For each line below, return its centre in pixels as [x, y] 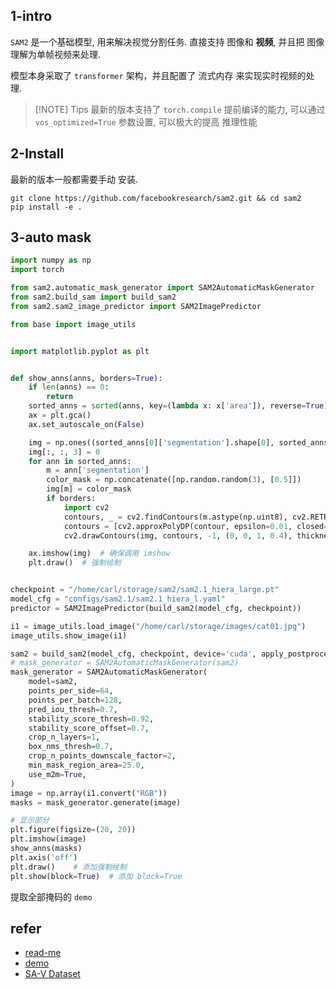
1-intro [31, 16]
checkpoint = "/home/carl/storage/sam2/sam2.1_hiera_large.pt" [145, 590]
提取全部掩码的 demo [51, 896]
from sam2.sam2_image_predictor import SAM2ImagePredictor [136, 306]
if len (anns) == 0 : [69, 387]
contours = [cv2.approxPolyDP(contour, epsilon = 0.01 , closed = [196, 526]
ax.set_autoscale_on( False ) [86, 424]
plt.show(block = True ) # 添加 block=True [96, 876]
